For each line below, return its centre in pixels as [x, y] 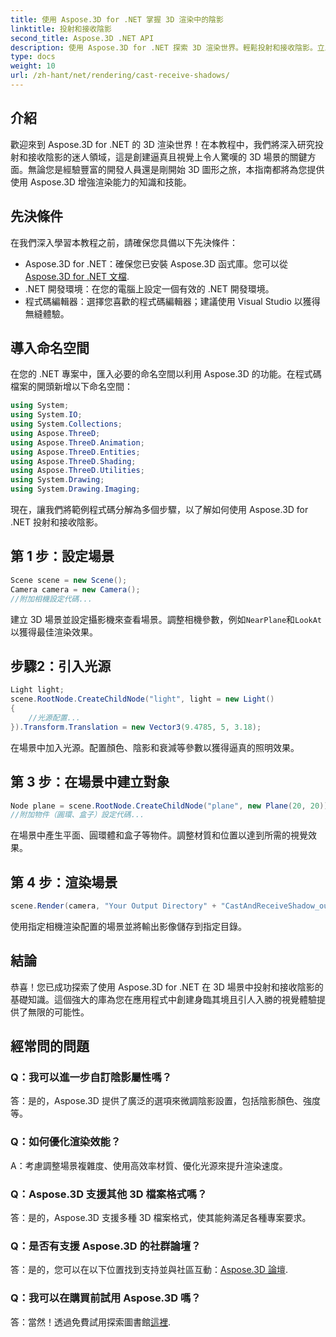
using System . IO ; [46, 415]
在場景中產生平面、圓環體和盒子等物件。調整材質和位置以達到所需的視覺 [159, 835]
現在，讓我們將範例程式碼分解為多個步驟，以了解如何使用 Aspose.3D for [159, 510]
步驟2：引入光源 [61, 666]
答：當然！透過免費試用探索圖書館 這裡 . [91, 1322]
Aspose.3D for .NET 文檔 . [77, 276]
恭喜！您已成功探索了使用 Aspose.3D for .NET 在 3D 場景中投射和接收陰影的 [167, 987]
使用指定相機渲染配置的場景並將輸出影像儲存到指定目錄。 [128, 926]
